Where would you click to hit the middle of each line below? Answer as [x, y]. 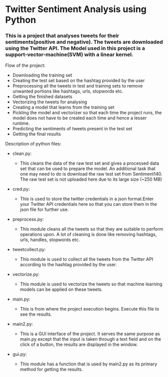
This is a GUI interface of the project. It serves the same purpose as [90, 334]
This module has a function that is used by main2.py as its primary [89, 364]
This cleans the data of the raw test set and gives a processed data [90, 163]
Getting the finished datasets [42, 97]
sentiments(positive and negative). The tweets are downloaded [84, 42]
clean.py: [22, 154]
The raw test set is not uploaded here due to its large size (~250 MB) [91, 179]
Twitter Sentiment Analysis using [76, 9]
